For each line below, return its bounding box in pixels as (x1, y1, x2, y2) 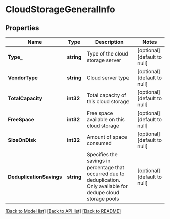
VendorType (8, 74, 38, 81)
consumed (86, 140, 112, 147)
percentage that (86, 164, 125, 171)
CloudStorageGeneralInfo (5, 4, 115, 15)
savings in (86, 157, 111, 165)
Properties (5, 24, 39, 32)
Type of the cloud (86, 50, 129, 57)
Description (95, 39, 124, 45)
